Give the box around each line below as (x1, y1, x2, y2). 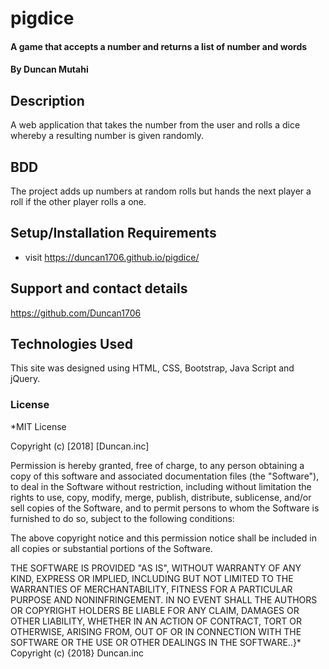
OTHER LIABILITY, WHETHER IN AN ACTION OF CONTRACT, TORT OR (10, 615, 302, 627)
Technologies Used (10, 336, 133, 353)
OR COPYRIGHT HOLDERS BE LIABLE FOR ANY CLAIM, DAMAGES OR (10, 604, 300, 616)
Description (10, 92, 85, 109)
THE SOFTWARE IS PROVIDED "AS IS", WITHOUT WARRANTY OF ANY (10, 562, 302, 574)
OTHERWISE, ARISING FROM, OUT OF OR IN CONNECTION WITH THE (10, 625, 302, 637)
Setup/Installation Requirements (10, 225, 217, 242)
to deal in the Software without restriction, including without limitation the (10, 480, 312, 492)
